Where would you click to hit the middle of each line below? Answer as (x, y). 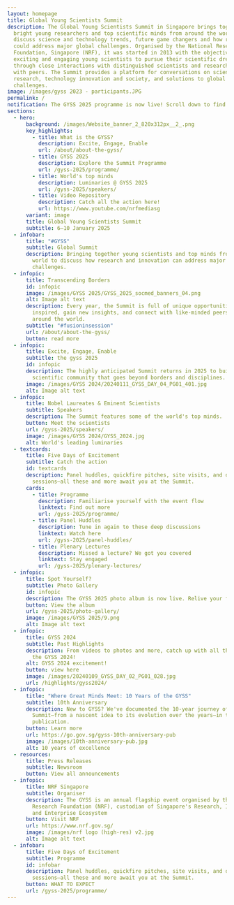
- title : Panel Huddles (67, 521)
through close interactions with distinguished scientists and (107, 66)
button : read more (52, 339)
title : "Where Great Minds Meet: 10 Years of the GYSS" (108, 696)
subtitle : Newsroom (54, 767)
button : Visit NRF (52, 819)
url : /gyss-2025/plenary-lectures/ (89, 566)
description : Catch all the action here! (99, 202)
